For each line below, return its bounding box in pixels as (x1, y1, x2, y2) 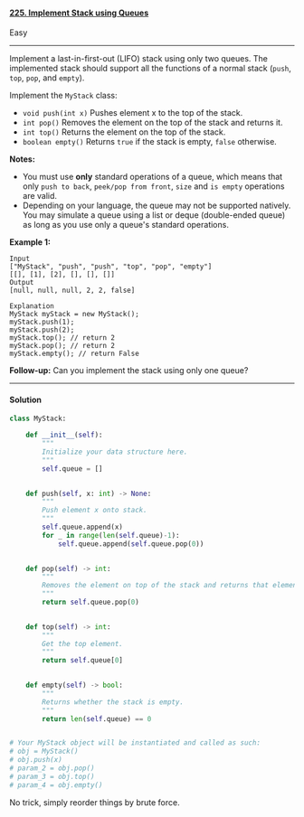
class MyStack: (9, 414, 67, 424)
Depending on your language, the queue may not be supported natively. (22, 200, 291, 211)
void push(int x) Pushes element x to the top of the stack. (22, 108, 243, 118)
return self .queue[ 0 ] (42, 656, 124, 665)
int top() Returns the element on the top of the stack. (22, 127, 226, 137)
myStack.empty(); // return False (9, 349, 140, 359)
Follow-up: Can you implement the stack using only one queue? (9, 365, 249, 376)
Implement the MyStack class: (9, 90, 118, 101)
